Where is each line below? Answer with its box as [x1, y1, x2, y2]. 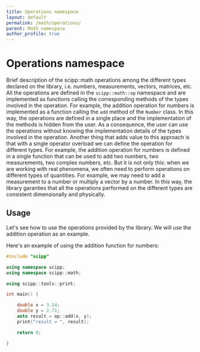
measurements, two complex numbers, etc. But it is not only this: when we [6, 159, 189, 166]
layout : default [6, 14, 47, 20]
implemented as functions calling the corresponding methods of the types [6, 96, 189, 103]
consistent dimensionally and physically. [6, 191, 106, 198]
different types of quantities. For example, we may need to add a [6, 172, 165, 179]
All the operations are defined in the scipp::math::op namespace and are [6, 89, 186, 96]
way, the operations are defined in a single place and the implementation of [6, 115, 192, 122]
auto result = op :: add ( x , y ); [17, 313, 93, 319]
